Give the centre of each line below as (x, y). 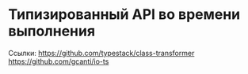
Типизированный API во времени (124, 15)
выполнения (52, 31)
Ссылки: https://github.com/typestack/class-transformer (101, 53)
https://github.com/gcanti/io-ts (59, 61)
